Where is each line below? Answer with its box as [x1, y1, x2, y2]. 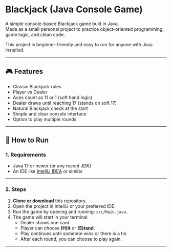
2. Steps [5, 186, 27, 193]
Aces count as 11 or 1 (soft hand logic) [12, 94, 93, 101]
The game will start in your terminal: [12, 214, 89, 220]
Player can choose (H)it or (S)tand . [20, 225, 95, 231]
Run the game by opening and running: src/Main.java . [12, 208, 127, 215]
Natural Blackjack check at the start [12, 105, 88, 111]
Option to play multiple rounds [12, 116, 77, 122]
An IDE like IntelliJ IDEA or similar [12, 168, 83, 175]
